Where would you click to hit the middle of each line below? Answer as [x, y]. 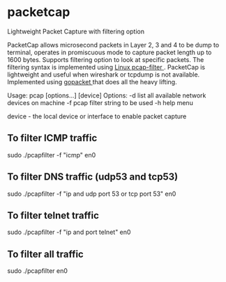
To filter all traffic [45, 254]
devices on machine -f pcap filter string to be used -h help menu [100, 102]
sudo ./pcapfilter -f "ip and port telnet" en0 [69, 232]
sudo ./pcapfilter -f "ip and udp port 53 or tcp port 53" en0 [92, 194]
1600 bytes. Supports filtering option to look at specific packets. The [106, 59]
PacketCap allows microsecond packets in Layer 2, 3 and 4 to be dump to [113, 45]
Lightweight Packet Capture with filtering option [76, 31]
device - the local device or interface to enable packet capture [97, 116]
